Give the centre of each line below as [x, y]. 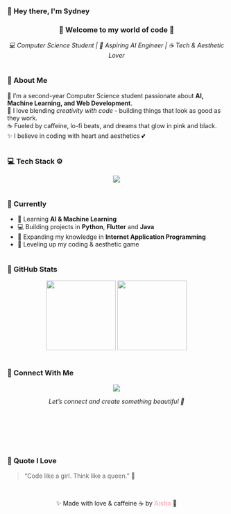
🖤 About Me [27, 81]
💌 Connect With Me [41, 373]
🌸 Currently [27, 203]
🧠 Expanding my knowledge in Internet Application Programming [111, 237]
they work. [23, 118]
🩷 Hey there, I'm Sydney [49, 11]
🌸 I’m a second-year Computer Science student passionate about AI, [105, 95]
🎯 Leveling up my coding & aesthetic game [78, 244]
